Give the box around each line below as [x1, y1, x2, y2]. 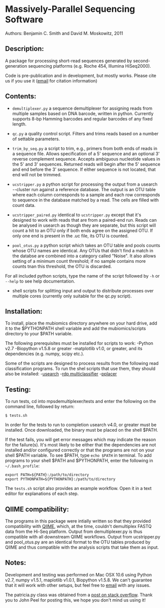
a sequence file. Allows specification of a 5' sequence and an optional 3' [12, 151, 160, 157]
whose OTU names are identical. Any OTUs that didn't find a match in [12, 247, 154, 253]
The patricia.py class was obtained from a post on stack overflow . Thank [5, 592, 153, 598]
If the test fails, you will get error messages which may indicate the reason [5, 437, 156, 443]
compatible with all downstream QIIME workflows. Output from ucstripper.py [5, 534, 161, 539]
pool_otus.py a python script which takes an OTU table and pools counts [12, 242, 161, 248]
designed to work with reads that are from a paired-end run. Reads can [12, 217, 157, 223]
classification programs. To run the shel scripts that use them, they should [5, 365, 156, 371]
